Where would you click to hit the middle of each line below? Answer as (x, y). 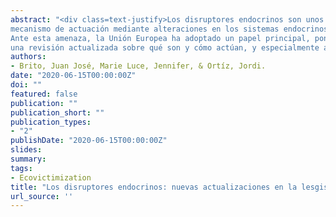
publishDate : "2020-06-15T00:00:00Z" (89, 141)
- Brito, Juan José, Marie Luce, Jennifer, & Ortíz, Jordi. (138, 66)
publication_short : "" (57, 112)
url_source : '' (42, 196)
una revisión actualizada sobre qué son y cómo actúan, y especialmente (165, 47)
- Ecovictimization (51, 177)
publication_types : (51, 122)
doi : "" (26, 85)
